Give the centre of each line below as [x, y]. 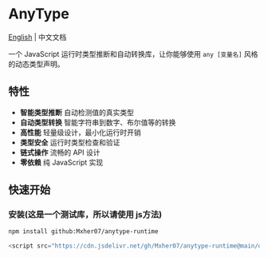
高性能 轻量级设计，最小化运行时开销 [80, 132]
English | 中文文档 [37, 37]
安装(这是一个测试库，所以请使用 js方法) [85, 215]
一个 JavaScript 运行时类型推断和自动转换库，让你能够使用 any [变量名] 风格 [133, 54]
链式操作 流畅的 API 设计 [60, 152]
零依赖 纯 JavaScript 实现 [61, 162]
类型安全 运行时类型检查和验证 [70, 142]
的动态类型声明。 [36, 64]
